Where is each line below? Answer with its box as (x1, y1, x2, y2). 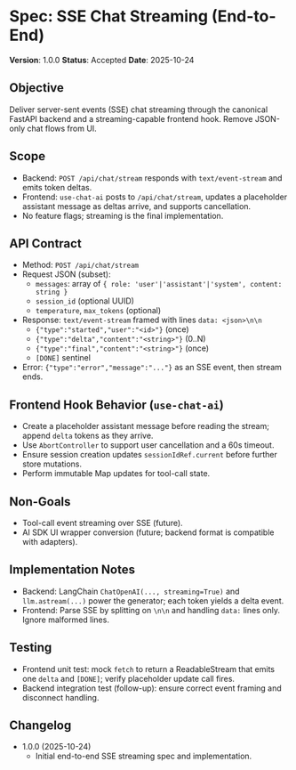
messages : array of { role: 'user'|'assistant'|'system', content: (35, 279, 283, 289)
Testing (9, 640, 52, 655)
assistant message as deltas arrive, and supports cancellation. (21, 200, 252, 211)
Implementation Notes (9, 563, 136, 578)
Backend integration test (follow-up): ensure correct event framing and (21, 683, 282, 693)
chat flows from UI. (26, 123, 98, 134)
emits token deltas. (21, 182, 92, 192)
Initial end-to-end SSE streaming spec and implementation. (35, 750, 252, 762)
